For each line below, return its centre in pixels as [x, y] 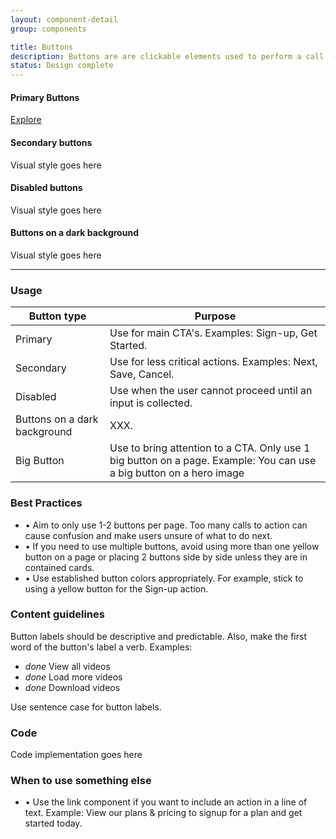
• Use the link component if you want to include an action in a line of [166, 802]
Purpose [215, 316]
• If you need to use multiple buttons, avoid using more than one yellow [172, 546]
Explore [26, 120]
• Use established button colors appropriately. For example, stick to [164, 578]
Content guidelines [57, 614]
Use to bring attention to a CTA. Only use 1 [210, 448]
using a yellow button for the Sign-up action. [116, 588]
